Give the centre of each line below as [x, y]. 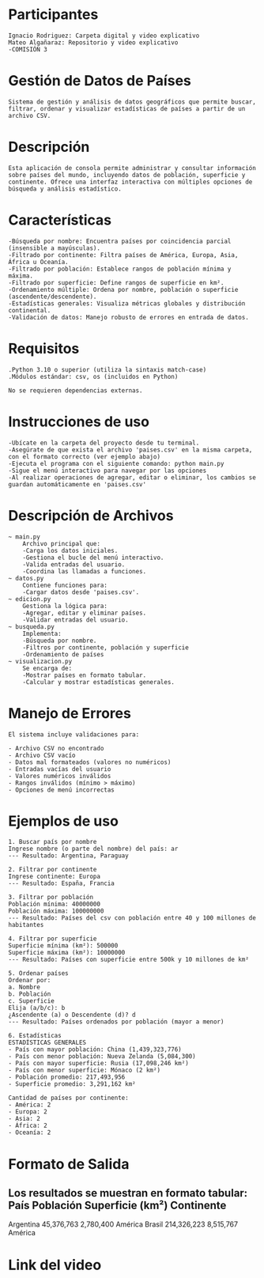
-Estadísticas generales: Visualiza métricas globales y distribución [127, 303]
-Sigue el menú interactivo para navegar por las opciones [107, 471]
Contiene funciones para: [65, 585]
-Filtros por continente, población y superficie [106, 647]
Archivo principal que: [62, 543]
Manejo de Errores [70, 713]
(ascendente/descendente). [53, 297]
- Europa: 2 [28, 1112]
